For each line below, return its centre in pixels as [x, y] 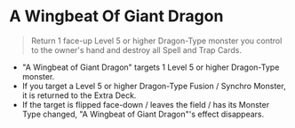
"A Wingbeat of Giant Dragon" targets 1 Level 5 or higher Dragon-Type [151, 67]
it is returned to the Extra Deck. [79, 95]
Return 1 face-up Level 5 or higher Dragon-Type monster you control [156, 41]
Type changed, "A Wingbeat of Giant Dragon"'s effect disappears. [143, 114]
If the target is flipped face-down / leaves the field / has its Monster [145, 104]
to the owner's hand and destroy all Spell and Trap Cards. [136, 49]
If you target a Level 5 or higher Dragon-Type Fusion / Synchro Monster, [154, 86]
